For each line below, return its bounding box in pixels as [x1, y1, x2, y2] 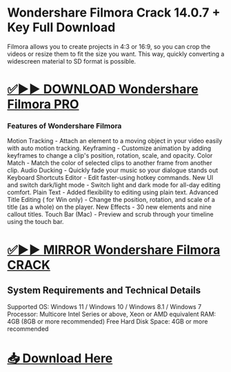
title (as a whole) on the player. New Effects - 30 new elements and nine [7, 203, 212, 212]
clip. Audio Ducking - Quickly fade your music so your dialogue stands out [7, 166, 219, 174]
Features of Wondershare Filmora [7, 121, 122, 131]
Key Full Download [7, 19, 116, 35]
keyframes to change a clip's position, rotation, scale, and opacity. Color [7, 151, 213, 160]
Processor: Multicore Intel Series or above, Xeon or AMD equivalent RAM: [7, 310, 216, 319]
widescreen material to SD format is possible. [7, 57, 137, 65]
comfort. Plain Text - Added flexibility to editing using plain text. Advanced [7, 188, 219, 196]
